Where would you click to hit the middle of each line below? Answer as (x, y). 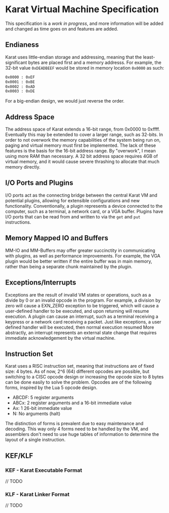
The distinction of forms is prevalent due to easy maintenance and (74, 424)
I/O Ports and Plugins (39, 183)
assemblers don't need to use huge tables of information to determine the (82, 434)
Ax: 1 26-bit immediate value (42, 408)
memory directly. (23, 167)
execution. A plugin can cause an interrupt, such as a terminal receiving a (82, 316)
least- (149, 57)
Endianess (22, 45)
